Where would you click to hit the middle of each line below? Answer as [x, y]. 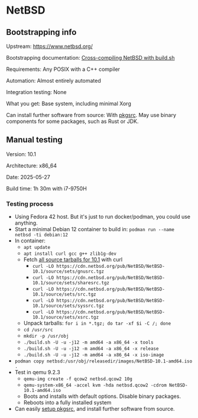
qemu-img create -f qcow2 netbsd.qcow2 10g [78, 379]
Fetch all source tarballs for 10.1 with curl [73, 260]
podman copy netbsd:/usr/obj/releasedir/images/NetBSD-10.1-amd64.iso [103, 361]
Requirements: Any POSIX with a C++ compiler [63, 69]
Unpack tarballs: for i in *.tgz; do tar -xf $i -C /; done [97, 323]
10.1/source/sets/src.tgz [64, 294]
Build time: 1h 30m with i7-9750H [46, 188]
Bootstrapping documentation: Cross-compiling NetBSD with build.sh [90, 58]
